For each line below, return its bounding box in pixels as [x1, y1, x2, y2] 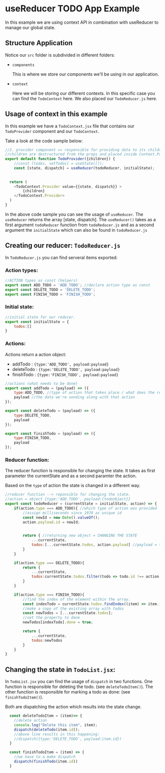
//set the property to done [23, 615, 80, 620]
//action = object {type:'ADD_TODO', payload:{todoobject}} [5, 497, 131, 502]
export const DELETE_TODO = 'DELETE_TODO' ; [5, 287, 96, 292]
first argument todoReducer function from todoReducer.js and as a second [5, 222, 155, 228]
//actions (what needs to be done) [5, 381, 78, 386]
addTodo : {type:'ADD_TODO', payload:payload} [12, 361, 109, 367]
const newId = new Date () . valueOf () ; [23, 515, 100, 520]
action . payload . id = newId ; [23, 520, 80, 525]
